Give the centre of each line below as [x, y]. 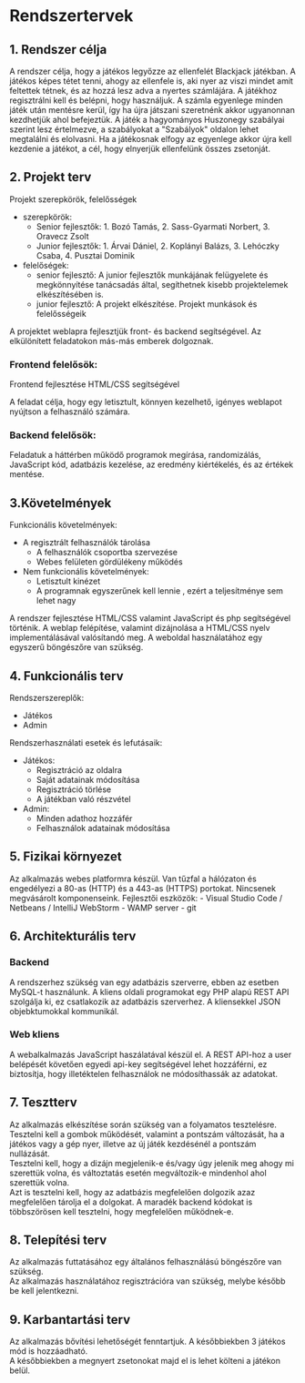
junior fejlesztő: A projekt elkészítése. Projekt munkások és [147, 304]
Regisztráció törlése [74, 789]
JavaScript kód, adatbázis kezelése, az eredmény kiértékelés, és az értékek [152, 464]
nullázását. [30, 1154]
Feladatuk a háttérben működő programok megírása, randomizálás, [135, 455]
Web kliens [35, 1034]
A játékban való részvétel [83, 799]
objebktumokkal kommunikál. [65, 1011]
